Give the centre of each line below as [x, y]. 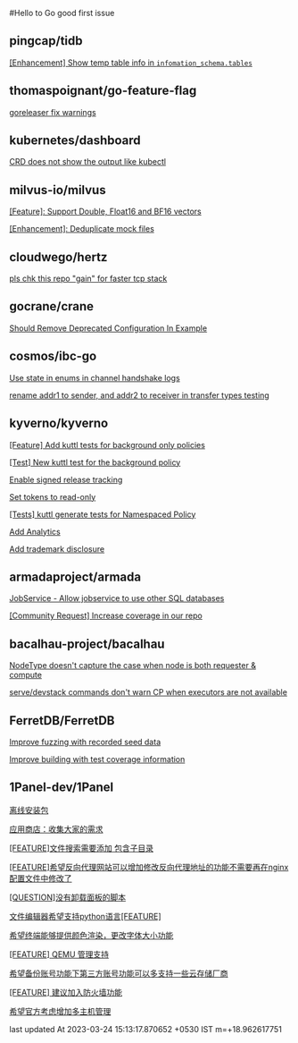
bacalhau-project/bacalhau [87, 644]
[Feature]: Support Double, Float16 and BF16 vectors [106, 212]
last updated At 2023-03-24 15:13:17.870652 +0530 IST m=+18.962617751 [146, 1029]
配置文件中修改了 [41, 878]
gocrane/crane [52, 306]
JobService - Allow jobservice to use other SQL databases [117, 598]
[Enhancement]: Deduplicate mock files [82, 229]
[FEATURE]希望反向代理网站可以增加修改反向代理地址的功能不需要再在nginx [149, 867]
